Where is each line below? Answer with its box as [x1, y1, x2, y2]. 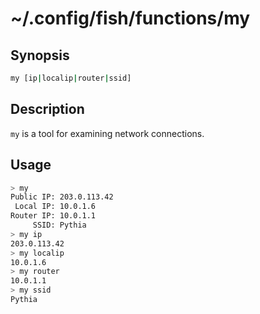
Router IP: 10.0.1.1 [10, 211, 97, 221]
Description [10, 101, 85, 118]
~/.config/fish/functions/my [10, 7, 251, 30]
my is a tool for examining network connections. [10, 127, 205, 139]
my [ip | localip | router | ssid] [10, 73, 132, 83]
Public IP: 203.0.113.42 [10, 192, 114, 202]
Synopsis [10, 47, 70, 64]
